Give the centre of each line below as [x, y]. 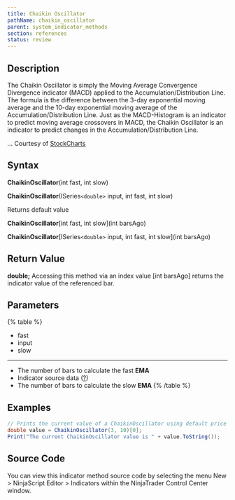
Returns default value [38, 209]
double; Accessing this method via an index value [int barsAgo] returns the [115, 276]
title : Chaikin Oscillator [47, 14]
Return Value [36, 259]
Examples [29, 407]
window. [19, 490]
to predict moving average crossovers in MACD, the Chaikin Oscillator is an [115, 122]
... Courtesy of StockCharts [47, 143]
